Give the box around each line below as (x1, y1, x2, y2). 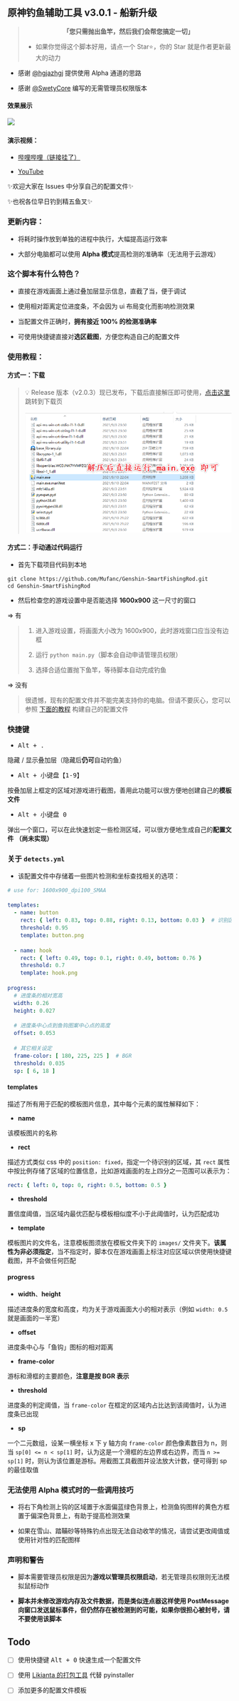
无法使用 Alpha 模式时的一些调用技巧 (7, 1485, 134, 1495)
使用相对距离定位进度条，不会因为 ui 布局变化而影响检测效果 (17, 302, 196, 311)
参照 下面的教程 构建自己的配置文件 (24, 705, 129, 714)
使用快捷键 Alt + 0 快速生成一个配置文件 (17, 1655, 142, 1665)
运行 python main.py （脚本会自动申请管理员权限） (35, 650, 182, 659)
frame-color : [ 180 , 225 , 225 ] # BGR (14, 1052, 132, 1059)
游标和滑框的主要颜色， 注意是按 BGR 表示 (7, 1371, 129, 1380)
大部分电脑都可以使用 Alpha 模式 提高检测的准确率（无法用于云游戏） (17, 249, 220, 258)
